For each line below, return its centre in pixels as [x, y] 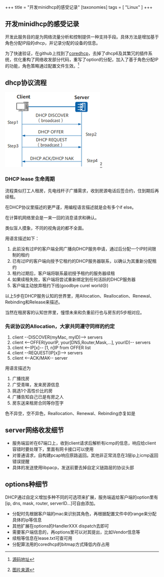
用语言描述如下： [22, 238]
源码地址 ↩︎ [23, 559]
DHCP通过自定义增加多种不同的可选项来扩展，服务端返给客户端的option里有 [82, 497]
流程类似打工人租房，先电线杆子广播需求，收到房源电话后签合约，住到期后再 [82, 190]
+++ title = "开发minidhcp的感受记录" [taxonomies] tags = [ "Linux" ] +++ [79, 7]
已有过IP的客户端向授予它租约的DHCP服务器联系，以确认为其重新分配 [82, 261]
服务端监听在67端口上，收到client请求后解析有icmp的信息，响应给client [84, 443]
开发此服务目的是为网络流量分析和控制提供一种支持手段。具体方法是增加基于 [82, 37]
